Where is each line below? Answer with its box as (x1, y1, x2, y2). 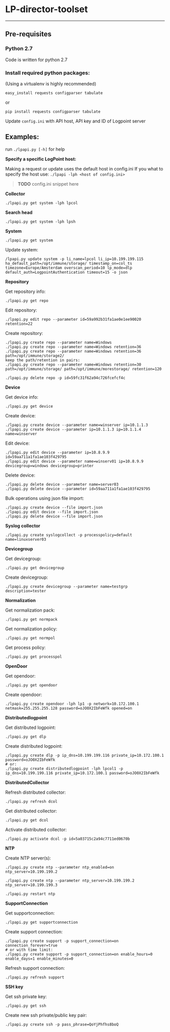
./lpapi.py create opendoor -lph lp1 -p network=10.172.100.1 (5, 701, 139, 706)
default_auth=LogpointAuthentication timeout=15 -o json (5, 270, 128, 275)
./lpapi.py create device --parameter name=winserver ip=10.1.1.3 (5, 422, 148, 427)
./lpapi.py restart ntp (5, 891, 56, 896)
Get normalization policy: (5, 626, 57, 632)
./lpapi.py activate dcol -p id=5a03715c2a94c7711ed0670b (5, 836, 130, 841)
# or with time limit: (5, 947, 53, 952)
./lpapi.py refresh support (5, 975, 65, 980)
